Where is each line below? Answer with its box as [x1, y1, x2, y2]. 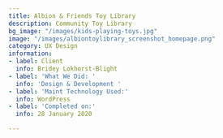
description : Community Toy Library [8, 19, 132, 28]
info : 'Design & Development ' [15, 80, 122, 88]
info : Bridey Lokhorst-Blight [15, 65, 118, 73]
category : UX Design [8, 42, 79, 50]
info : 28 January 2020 [15, 110, 92, 119]
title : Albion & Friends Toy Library [8, 11, 136, 20]
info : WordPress [15, 95, 71, 103]
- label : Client [8, 58, 63, 66]
